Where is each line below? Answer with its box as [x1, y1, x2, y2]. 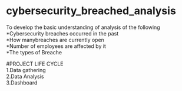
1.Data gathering [6, 66, 46, 73]
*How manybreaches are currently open [6, 36, 105, 43]
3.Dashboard [6, 79, 38, 86]
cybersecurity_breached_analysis [6, 4, 177, 18]
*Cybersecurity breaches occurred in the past [6, 30, 119, 37]
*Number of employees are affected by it [6, 43, 106, 50]
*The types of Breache [6, 48, 62, 56]
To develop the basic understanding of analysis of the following [6, 24, 160, 31]
